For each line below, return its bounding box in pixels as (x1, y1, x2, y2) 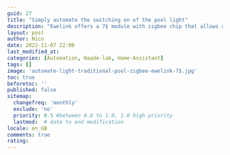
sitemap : (7, 93, 32, 100)
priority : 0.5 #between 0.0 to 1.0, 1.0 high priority (13, 112, 173, 119)
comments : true (7, 131, 51, 138)
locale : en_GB (7, 125, 48, 132)
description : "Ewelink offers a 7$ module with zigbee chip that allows (7, 23, 219, 29)
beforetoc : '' (7, 80, 48, 87)
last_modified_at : (7, 49, 60, 56)
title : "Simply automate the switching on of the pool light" (7, 16, 188, 23)
